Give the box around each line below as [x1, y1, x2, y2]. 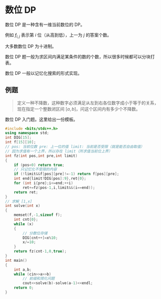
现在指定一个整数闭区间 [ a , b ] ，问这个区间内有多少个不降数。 [17, 106, 140, 112]
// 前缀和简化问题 [23, 276, 55, 281]
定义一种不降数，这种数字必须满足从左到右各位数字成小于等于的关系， [17, 100, 159, 106]
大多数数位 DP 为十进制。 [5, 43, 56, 49]
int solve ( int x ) [5, 204, 41, 208]
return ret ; [14, 189, 38, 195]
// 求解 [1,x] [5, 199, 33, 204]
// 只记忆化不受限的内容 [14, 167, 57, 172]
